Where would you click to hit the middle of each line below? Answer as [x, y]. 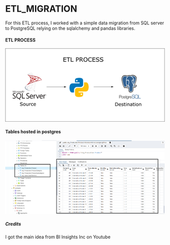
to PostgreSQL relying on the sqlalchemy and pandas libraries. [70, 28]
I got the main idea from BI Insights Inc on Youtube [58, 237]
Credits [13, 224]
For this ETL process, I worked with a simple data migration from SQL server [85, 23]
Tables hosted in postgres [33, 132]
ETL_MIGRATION [41, 9]
